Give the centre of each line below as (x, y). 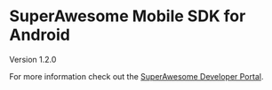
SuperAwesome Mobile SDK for (128, 16)
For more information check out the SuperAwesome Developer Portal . (136, 76)
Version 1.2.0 (33, 59)
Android (40, 35)
